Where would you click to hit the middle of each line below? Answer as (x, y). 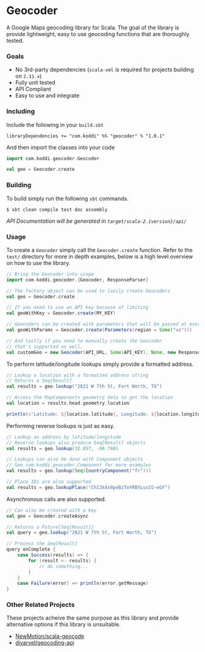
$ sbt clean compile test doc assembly (57, 209)
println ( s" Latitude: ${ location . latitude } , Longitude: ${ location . (94, 414)
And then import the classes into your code (60, 147)
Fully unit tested (35, 82)
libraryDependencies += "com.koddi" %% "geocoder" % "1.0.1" (86, 136)
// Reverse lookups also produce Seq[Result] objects (76, 443)
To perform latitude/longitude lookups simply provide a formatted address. (100, 364)
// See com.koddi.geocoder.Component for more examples (79, 465)
